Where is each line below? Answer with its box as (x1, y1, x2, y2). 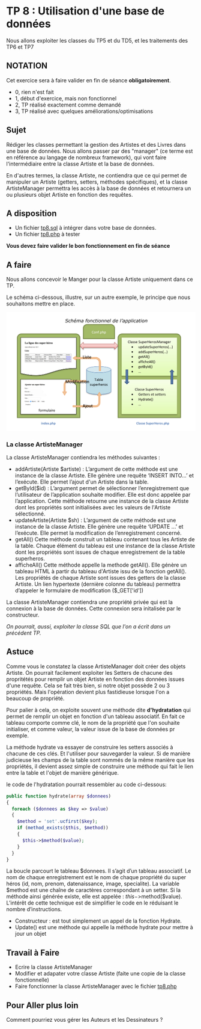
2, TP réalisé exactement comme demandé (14, 101, 121, 108)
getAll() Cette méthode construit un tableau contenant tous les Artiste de (14, 535, 195, 542)
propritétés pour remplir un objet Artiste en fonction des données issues (6, 675, 185, 683)
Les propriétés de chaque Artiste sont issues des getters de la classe (14, 574, 186, 581)
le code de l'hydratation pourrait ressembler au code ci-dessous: (6, 781, 167, 788)
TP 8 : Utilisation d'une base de (6, 4, 165, 18)
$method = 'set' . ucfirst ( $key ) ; (17, 819, 98, 825)
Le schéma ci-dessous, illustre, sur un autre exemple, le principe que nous (6, 293, 191, 301)
